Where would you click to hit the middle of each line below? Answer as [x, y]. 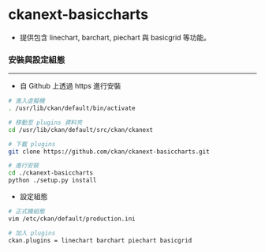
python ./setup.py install [52, 181]
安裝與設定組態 [37, 59]
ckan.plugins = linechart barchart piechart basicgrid [100, 240]
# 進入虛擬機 [26, 101]
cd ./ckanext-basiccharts [50, 173]
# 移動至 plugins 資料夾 [45, 122]
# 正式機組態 [26, 212]
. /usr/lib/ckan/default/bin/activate [72, 108]
